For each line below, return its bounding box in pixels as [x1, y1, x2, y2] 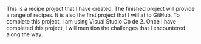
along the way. [6, 31, 43, 38]
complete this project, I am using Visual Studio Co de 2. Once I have [6, 18, 176, 25]
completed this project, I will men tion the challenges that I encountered [6, 24, 186, 31]
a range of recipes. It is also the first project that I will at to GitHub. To [6, 11, 180, 19]
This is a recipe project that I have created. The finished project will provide [6, 5, 196, 12]
